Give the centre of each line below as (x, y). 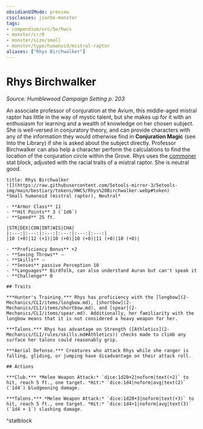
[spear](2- (123, 308)
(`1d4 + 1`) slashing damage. (45, 409)
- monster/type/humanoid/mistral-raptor (58, 46)
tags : (13, 23)
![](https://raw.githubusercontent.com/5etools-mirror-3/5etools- (92, 185)
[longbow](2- (172, 297)
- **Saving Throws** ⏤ (36, 254)
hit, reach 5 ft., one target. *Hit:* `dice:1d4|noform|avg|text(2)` (96, 382)
